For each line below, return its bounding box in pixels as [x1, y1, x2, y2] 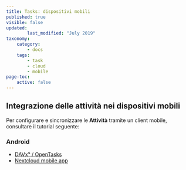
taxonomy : [6, 36, 31, 42]
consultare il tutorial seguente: [6, 123, 80, 130]
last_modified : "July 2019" [27, 30, 96, 36]
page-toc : [6, 74, 31, 80]
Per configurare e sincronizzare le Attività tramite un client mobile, [6, 117, 167, 124]
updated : [6, 25, 28, 31]
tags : [16, 52, 31, 58]
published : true [6, 14, 46, 20]
